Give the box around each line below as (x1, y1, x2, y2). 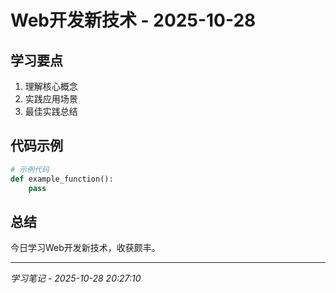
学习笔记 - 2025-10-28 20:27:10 (10, 272, 142, 285)
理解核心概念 (24, 81, 78, 92)
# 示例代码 (10, 164, 50, 175)
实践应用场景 (24, 93, 78, 105)
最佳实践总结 (24, 106, 78, 117)
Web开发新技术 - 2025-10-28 (10, 9, 257, 32)
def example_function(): (10, 174, 114, 184)
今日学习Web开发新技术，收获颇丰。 (10, 242, 161, 254)
